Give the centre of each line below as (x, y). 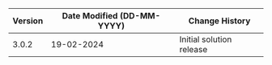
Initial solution (206, 39)
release (193, 49)
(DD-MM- (140, 16)
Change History (219, 21)
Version (28, 21)
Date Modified (90, 16)
